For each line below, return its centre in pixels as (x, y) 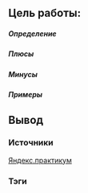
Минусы (23, 74)
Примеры (25, 95)
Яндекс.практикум (40, 160)
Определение (33, 33)
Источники (31, 142)
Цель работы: (45, 13)
